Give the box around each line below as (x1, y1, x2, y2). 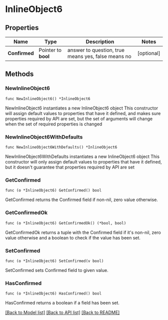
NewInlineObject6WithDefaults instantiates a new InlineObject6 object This (5, 153, 160, 159)
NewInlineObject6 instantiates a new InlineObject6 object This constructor (5, 105, 158, 111)
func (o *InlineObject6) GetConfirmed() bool (5, 188, 101, 193)
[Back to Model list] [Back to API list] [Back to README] (5, 309, 120, 315)
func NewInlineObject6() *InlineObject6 (5, 96, 91, 101)
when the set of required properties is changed (5, 121, 102, 127)
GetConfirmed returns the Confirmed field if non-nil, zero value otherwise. (5, 196, 158, 203)
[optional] (137, 50, 160, 56)
